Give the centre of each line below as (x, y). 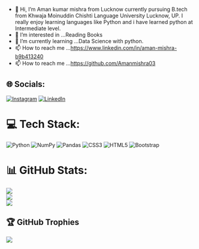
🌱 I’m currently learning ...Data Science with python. (79, 41)
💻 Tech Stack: (43, 124)
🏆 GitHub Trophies (43, 222)
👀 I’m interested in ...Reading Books (59, 35)
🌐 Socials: (26, 84)
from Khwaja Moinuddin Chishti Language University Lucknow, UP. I (99, 16)
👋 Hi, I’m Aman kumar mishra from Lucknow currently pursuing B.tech (101, 9)
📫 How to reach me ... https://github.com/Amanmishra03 (85, 63)
